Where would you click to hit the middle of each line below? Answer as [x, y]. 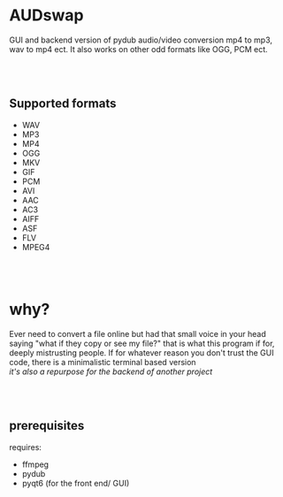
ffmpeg [35, 464]
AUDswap [46, 15]
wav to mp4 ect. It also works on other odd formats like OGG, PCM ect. [138, 49]
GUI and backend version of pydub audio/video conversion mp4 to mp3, [141, 40]
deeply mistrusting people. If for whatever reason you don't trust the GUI [141, 352]
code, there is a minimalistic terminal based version [103, 362]
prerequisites [47, 426]
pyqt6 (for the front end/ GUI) [76, 483]
